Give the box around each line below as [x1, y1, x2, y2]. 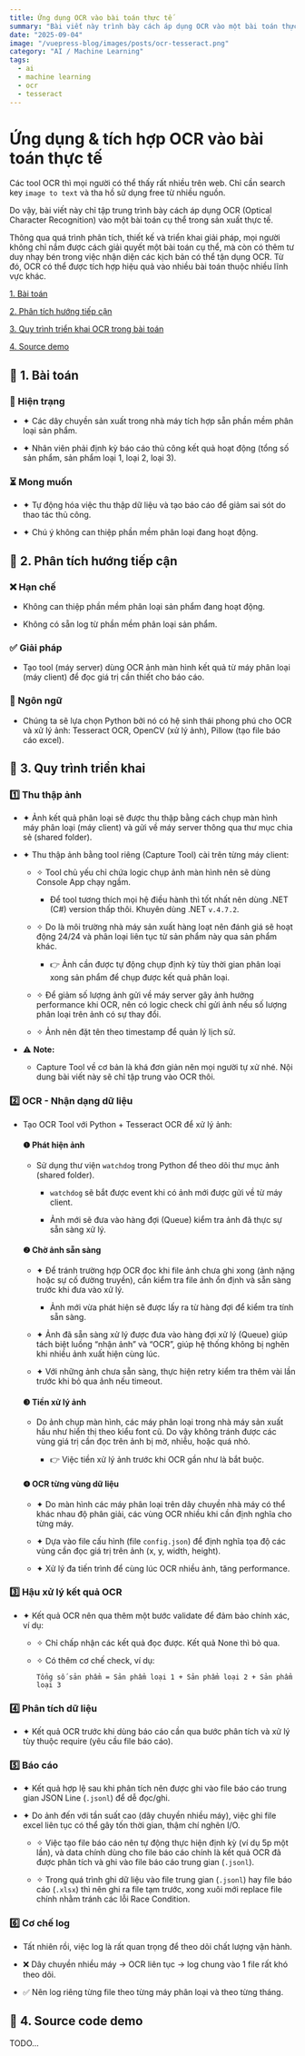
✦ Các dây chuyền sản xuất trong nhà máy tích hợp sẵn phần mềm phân [22, 415, 294, 427]
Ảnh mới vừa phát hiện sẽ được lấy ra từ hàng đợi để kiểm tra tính [49, 1302, 294, 1313]
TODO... [9, 2037, 39, 2049]
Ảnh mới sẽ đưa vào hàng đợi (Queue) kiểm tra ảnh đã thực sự [49, 1214, 283, 1225]
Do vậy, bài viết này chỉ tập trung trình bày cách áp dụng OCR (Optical [9, 205, 272, 216]
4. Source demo [9, 342, 70, 353]
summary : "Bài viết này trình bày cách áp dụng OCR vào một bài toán [9, 22, 279, 31]
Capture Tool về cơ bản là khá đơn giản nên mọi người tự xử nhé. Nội [35, 1062, 293, 1073]
